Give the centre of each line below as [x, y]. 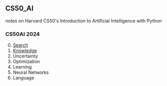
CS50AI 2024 [23, 34]
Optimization [26, 61]
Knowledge [25, 51]
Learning [22, 67]
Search [20, 45]
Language [23, 78]
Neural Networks [31, 72]
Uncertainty [25, 56]
